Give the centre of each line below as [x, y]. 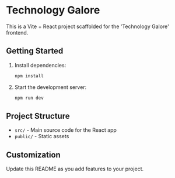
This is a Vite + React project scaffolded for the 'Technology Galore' [87, 26]
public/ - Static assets [42, 136]
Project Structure [38, 116]
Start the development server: [50, 87]
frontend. [17, 32]
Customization [34, 155]
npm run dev [29, 98]
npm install [29, 76]
